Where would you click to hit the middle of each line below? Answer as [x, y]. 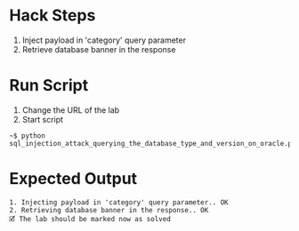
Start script [43, 119]
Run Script [49, 86]
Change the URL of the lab [71, 110]
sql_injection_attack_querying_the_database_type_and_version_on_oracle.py [153, 143]
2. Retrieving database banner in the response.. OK [109, 210]
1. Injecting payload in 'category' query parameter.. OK [119, 202]
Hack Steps [53, 16]
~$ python [28, 135]
